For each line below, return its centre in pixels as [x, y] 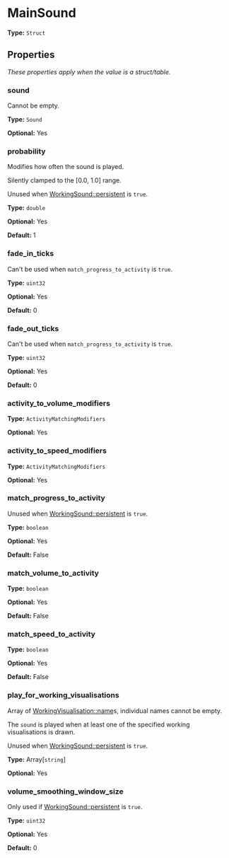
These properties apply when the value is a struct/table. [89, 71]
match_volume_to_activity [53, 573]
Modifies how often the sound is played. [66, 167]
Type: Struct [27, 33]
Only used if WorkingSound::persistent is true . [75, 807]
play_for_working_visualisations [63, 695]
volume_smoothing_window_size [65, 792]
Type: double [27, 208]
